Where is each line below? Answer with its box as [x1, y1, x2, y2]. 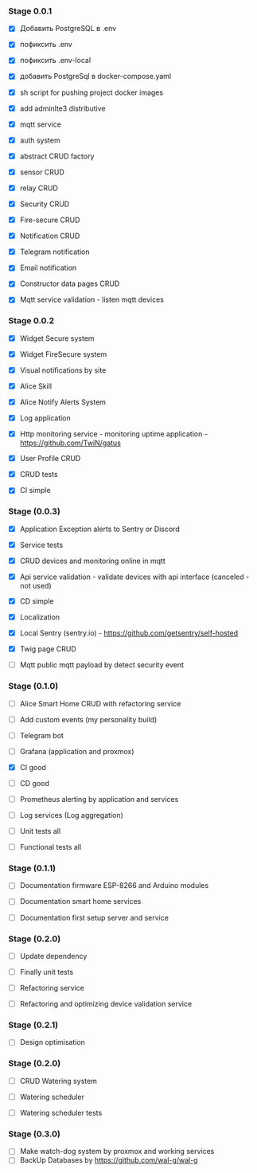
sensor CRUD [19, 167, 65, 177]
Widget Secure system [19, 333, 95, 343]
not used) [19, 581, 52, 590]
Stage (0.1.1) [8, 862, 56, 874]
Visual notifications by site [19, 365, 107, 375]
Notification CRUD [19, 231, 80, 240]
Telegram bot [19, 730, 64, 740]
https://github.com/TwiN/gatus [19, 438, 122, 448]
